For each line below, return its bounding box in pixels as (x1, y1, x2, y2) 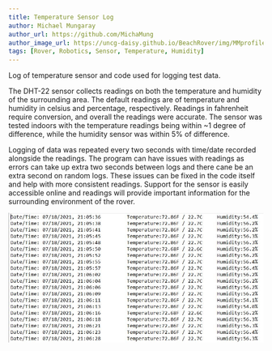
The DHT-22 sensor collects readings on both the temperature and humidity (8, 86, 261, 96)
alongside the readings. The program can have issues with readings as (8, 154, 244, 164)
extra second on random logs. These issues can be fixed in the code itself (8, 171, 255, 181)
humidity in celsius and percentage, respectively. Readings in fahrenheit (8, 104, 249, 113)
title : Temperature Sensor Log (8, 13, 114, 21)
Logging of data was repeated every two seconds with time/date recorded (8, 145, 257, 155)
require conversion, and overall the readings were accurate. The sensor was (8, 112, 263, 122)
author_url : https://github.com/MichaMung (8, 30, 154, 38)
